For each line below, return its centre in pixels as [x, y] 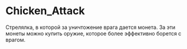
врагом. [16, 40]
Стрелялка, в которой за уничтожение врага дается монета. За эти [91, 27]
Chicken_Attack [45, 11]
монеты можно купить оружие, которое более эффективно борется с [93, 33]
